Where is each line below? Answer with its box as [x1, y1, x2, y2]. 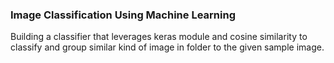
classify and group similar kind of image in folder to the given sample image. [10, 41, 325, 53]
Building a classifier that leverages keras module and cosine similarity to [10, 31, 308, 43]
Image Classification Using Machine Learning [10, 8, 236, 22]
